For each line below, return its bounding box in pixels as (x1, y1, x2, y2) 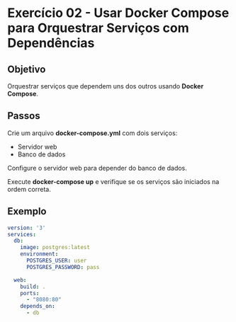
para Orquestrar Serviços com (7, 20, 189, 36)
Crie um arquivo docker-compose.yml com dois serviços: (7, 129, 178, 137)
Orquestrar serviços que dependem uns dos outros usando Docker (7, 82, 204, 90)
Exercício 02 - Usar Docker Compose (7, 5, 230, 21)
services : (7, 231, 37, 238)
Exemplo (7, 205, 47, 217)
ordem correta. (7, 185, 51, 193)
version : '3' (7, 224, 46, 231)
